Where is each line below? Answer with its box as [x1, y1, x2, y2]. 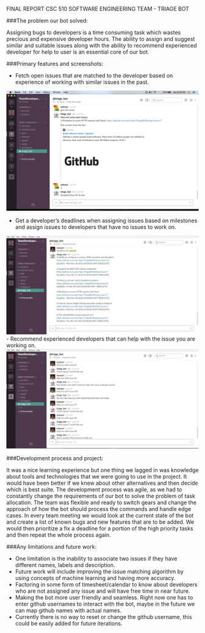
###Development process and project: [6, 454, 104, 461]
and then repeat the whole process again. [6, 531, 111, 538]
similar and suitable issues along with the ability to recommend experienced [6, 42, 197, 49]
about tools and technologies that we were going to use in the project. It [6, 472, 187, 480]
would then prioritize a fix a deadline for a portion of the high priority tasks [6, 524, 193, 532]
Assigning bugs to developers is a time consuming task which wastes [6, 29, 181, 36]
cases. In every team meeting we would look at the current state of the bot [6, 512, 194, 519]
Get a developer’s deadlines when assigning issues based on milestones [15, 217, 198, 224]
